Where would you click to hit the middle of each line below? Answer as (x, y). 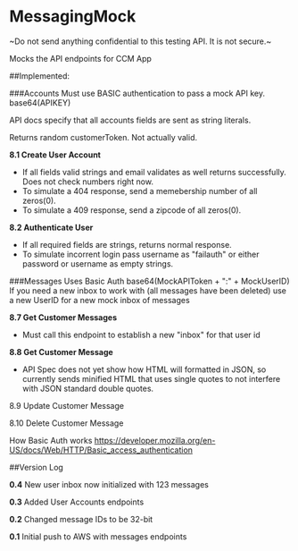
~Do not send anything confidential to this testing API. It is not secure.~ (141, 41)
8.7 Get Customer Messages (63, 317)
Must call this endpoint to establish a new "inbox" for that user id (141, 335)
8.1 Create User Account (55, 155)
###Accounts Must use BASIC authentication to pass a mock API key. (137, 93)
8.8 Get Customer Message (61, 352)
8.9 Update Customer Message (67, 405)
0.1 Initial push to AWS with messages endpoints (98, 536)
